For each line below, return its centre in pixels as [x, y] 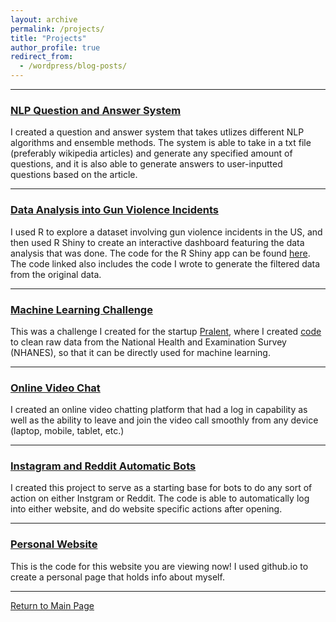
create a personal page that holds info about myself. [117, 577]
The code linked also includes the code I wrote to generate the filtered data [165, 263]
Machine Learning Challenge [81, 309]
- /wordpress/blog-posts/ [73, 66]
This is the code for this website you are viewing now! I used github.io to [159, 566]
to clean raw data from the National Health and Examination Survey [148, 342]
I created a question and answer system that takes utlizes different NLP [157, 132]
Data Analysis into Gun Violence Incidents [115, 210]
